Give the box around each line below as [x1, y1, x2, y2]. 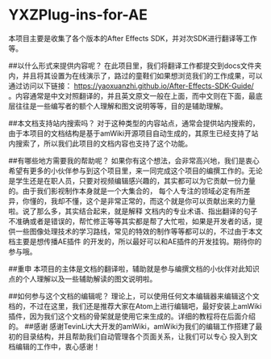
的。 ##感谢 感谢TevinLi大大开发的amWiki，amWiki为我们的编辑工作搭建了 [8, 321, 256, 331]
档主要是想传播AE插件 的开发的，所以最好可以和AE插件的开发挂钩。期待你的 [8, 236, 262, 246]
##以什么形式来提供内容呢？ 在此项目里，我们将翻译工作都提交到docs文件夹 [8, 61, 262, 70]
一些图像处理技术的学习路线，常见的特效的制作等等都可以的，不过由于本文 [15, 226, 263, 236]
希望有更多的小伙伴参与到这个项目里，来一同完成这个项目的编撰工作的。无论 [8, 166, 263, 175]
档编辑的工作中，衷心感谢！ [8, 341, 101, 351]
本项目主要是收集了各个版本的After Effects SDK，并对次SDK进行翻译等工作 [8, 33, 257, 43]
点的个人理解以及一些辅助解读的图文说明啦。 [8, 273, 157, 284]
